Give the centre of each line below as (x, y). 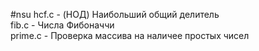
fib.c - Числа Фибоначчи (62, 25)
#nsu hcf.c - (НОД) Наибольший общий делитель (115, 14)
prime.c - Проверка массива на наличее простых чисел (130, 35)
